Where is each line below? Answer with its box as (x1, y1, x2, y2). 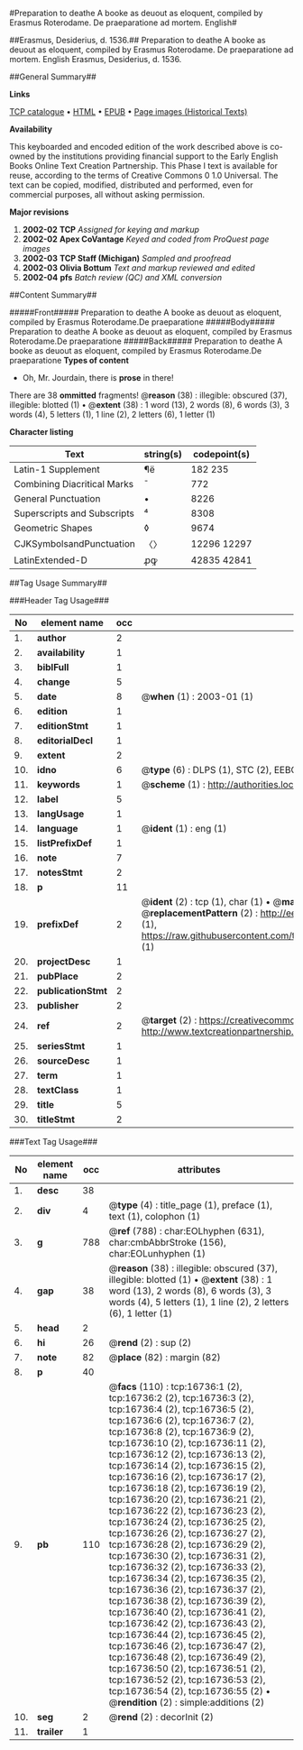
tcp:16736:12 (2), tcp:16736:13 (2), (108, 1448, 266, 1460)
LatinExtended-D (14, 554, 87, 566)
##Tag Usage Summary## (9, 577, 108, 588)
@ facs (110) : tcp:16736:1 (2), (108, 1380, 243, 1393)
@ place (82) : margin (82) (108, 1351, 221, 1363)
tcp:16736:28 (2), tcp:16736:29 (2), (108, 1538, 266, 1551)
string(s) (143, 448, 183, 460)
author (37, 631, 67, 644)
